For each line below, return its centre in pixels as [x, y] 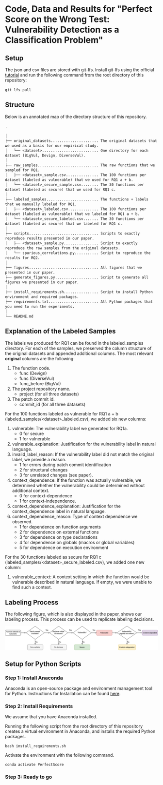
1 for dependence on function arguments [60, 527]
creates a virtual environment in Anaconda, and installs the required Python [80, 731]
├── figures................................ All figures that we [73, 267]
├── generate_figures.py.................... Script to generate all [77, 277]
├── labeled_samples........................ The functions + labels [77, 199]
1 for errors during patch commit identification [65, 465]
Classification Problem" [54, 40]
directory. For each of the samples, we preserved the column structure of [78, 348]
